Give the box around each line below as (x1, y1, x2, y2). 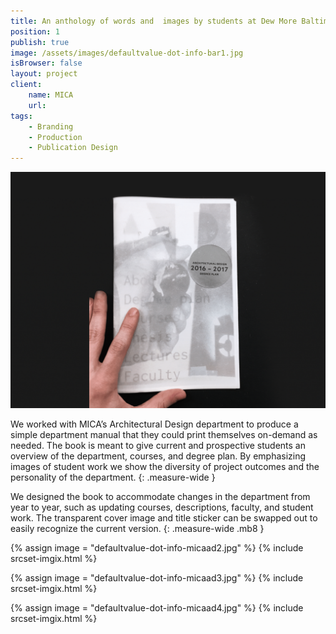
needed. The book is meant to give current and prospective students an (10, 440, 306, 452)
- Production (28, 132, 83, 142)
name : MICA (28, 90, 74, 100)
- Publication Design (28, 143, 118, 153)
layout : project (10, 69, 78, 79)
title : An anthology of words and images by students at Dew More (10, 16, 298, 26)
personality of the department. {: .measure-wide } (10, 471, 216, 484)
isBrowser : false (10, 58, 83, 69)
